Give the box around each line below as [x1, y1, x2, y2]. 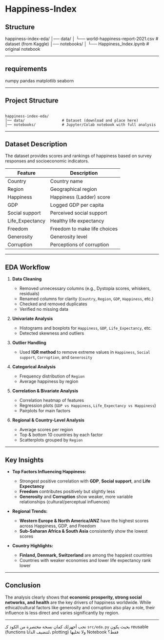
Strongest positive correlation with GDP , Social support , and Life [19, 478, 151, 484]
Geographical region [50, 186, 97, 193]
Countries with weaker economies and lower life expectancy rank [19, 558, 151, 563]
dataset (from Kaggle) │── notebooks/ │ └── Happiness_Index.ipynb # [5, 41, 149, 47]
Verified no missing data [19, 306, 68, 312]
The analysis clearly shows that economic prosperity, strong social [5, 594, 142, 600]
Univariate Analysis [12, 316, 53, 321]
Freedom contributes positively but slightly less [19, 489, 115, 495]
